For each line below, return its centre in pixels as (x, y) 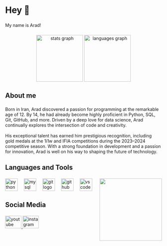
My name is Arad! (23, 25)
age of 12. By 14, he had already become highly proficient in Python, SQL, (80, 115)
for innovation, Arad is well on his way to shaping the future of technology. (81, 152)
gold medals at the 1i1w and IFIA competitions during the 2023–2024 (75, 141)
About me (21, 96)
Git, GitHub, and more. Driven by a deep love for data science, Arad (74, 120)
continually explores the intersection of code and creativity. (66, 125)
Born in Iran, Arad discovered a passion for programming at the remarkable (82, 110)
